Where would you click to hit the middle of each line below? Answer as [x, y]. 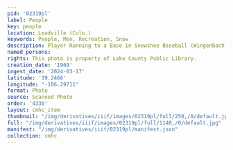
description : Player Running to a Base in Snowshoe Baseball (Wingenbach [116, 46]
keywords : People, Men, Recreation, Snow [68, 39]
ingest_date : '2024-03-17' [46, 71]
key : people [24, 26]
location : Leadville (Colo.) [49, 33]
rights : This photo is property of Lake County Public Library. [102, 59]
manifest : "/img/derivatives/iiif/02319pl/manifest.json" [93, 129]
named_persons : [29, 53]
